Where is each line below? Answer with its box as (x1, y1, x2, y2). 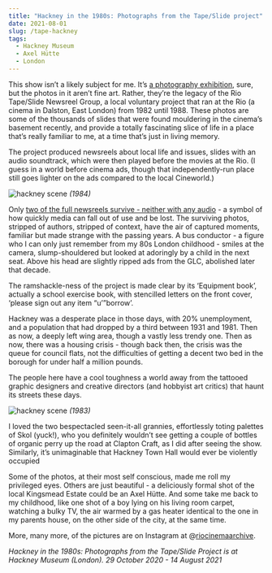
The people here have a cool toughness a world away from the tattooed (8, 372, 248, 382)
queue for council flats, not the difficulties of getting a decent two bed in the (8, 348, 264, 358)
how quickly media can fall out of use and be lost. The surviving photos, (8, 213, 249, 223)
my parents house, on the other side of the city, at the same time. (8, 514, 227, 524)
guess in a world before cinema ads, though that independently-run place (8, 164, 255, 174)
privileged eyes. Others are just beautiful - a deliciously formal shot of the (8, 480, 255, 490)
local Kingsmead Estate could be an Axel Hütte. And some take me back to (8, 488, 258, 498)
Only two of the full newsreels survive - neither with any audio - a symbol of (8, 204, 263, 214)
